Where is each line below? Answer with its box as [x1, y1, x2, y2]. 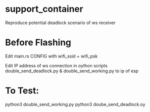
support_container [5, 3, 83, 15]
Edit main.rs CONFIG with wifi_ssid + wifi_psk [5, 53, 98, 59]
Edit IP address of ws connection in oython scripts [5, 62, 108, 68]
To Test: [5, 85, 39, 96]
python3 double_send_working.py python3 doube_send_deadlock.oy [5, 101, 146, 107]
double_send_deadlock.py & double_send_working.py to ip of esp [5, 68, 139, 74]
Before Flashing [5, 37, 72, 48]
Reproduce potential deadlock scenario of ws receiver [5, 20, 116, 26]
